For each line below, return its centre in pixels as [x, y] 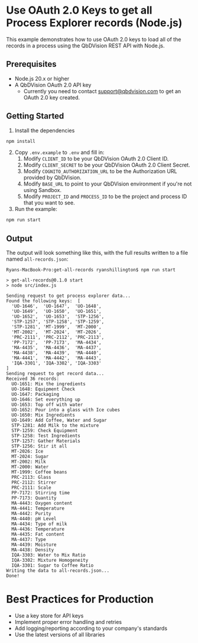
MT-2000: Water [30, 467]
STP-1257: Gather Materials [46, 441]
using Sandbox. [43, 190]
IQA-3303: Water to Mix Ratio [48, 555]
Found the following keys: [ [43, 301]
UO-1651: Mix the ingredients [48, 384]
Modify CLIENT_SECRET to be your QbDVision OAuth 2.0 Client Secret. [107, 165]
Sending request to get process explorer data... [69, 296]
